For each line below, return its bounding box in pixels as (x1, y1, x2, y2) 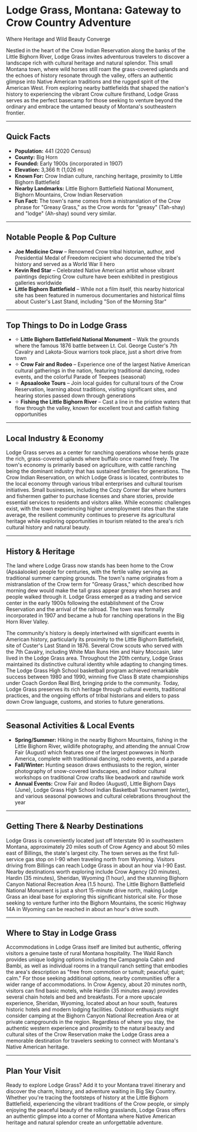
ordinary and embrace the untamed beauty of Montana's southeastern (6, 103, 177, 110)
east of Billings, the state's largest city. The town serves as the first (6, 849, 168, 856)
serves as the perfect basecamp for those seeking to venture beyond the (6, 96, 183, 103)
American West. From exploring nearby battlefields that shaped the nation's (6, 84, 189, 91)
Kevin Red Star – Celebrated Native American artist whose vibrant (14, 267, 175, 274)
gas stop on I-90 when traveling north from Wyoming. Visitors (25, 855, 175, 862)
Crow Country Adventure (6, 16, 131, 29)
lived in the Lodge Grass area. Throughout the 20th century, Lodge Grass (6, 654, 184, 661)
